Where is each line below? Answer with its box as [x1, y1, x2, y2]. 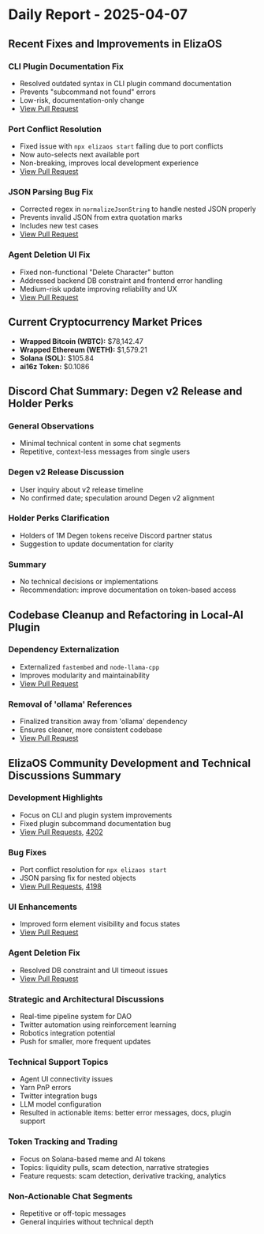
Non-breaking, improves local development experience [19, 158, 199, 168]
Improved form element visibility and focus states [19, 919, 180, 929]
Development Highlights [8, 792, 103, 803]
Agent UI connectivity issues [19, 1074, 113, 1084]
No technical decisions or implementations [19, 577, 159, 587]
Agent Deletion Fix [8, 947, 80, 958]
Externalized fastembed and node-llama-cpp [19, 662, 160, 671]
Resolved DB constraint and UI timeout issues [19, 965, 168, 975]
